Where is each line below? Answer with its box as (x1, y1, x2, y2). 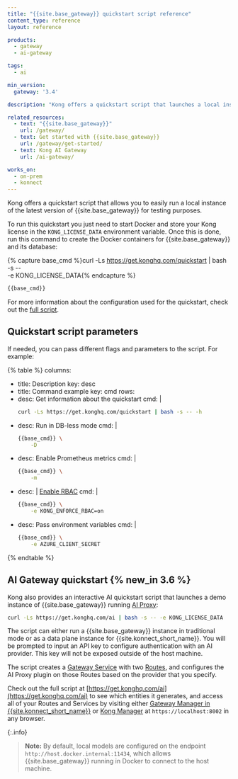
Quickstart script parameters (7, 326, 139, 338)
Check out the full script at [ (7, 684, 89, 693)
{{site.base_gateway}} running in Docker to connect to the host (24, 757, 210, 766)
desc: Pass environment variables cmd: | (17, 520, 137, 528)
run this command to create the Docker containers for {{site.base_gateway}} (7, 235, 231, 244)
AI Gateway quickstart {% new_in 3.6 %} (7, 574, 191, 586)
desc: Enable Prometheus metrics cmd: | (17, 454, 137, 462)
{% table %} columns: (7, 365, 72, 374)
